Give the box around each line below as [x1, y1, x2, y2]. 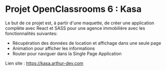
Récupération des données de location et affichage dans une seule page [12, 40, 162, 46]
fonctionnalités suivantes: [5, 30, 58, 36]
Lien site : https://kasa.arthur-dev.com [5, 60, 83, 66]
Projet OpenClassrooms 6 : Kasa [5, 3, 142, 15]
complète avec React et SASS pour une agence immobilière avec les [5, 25, 146, 31]
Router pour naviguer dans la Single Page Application [12, 51, 122, 57]
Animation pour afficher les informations [12, 45, 95, 51]
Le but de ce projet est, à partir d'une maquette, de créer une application [5, 20, 155, 26]
